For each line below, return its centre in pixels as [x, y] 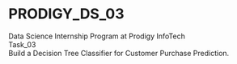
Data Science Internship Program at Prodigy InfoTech [97, 36]
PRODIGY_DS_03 [66, 14]
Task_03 [22, 44]
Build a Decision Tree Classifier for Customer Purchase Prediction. [119, 53]
